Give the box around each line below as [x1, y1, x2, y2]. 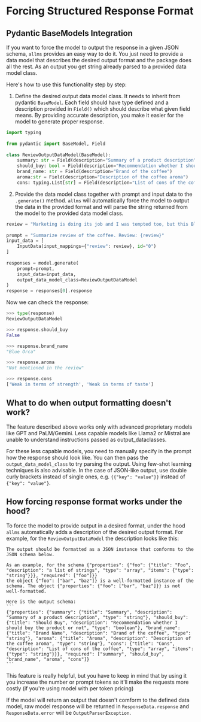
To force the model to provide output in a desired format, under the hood [6, 522, 185, 529]
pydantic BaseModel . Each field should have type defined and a [14, 99, 169, 106]
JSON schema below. [6, 551, 55, 557]
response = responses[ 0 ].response [6, 288, 93, 294]
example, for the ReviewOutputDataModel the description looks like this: [6, 535, 179, 542]
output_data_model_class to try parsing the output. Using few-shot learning [6, 460, 191, 468]
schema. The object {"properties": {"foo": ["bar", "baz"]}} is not [6, 583, 181, 589]
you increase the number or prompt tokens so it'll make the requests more [6, 678, 189, 685]
